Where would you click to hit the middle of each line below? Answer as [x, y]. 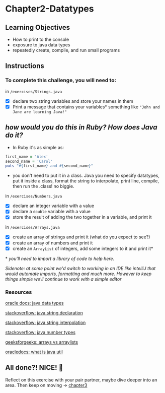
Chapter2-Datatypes [50, 9]
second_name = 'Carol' [29, 161]
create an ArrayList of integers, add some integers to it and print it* [83, 248]
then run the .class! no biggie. [43, 186]
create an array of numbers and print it [53, 243]
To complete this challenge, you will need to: [61, 80]
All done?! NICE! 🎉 [34, 368]
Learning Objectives [38, 27]
